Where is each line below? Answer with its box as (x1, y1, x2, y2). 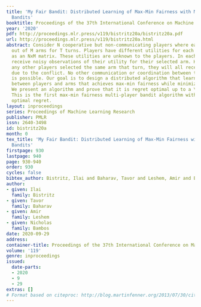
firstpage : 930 (6, 148, 44, 153)
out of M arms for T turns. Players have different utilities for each (11, 48, 194, 54)
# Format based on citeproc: (6, 292, 79, 298)
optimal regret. (11, 97, 52, 103)
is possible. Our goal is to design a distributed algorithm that (11, 75, 181, 81)
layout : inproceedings (6, 103, 63, 109)
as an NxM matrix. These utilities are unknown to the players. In (11, 53, 184, 59)
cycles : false (6, 170, 42, 176)
